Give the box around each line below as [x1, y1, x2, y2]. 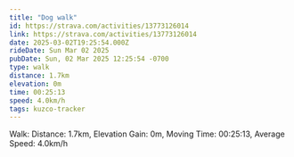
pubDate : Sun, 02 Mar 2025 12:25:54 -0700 [9, 54, 169, 63]
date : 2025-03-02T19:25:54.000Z [9, 37, 129, 47]
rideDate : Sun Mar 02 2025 [9, 46, 110, 55]
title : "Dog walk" [9, 12, 78, 22]
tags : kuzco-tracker [9, 104, 86, 113]
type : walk [9, 63, 50, 72]
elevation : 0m [9, 79, 62, 88]
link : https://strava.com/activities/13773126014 [9, 29, 198, 38]
